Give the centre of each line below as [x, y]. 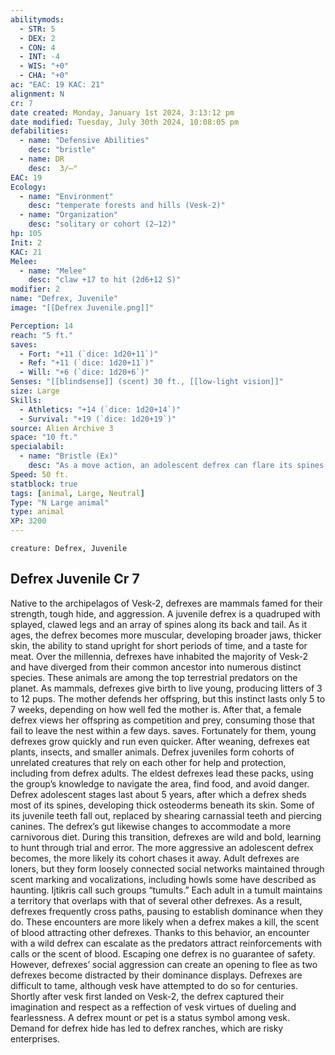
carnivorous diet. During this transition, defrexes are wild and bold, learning [166, 837]
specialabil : [37, 447]
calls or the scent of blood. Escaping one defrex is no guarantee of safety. [163, 953]
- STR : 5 [37, 29]
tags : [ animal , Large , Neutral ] [77, 493]
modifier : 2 [35, 289]
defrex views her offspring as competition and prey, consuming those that [162, 720]
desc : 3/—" [53, 168]
